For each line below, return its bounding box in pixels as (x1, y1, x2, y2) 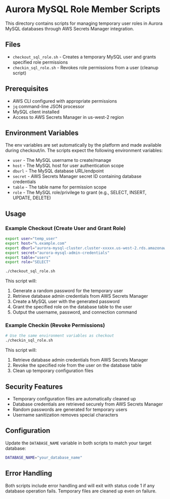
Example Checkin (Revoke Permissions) (5, 322, 105, 329)
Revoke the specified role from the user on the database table (12, 362, 142, 369)
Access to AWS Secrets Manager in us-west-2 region (12, 114, 124, 120)
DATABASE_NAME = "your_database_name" (5, 455, 82, 460)
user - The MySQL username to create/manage (12, 157, 111, 163)
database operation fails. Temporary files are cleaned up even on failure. (5, 488, 157, 494)
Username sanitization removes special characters (12, 412, 118, 418)
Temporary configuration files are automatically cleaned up (12, 396, 136, 402)
